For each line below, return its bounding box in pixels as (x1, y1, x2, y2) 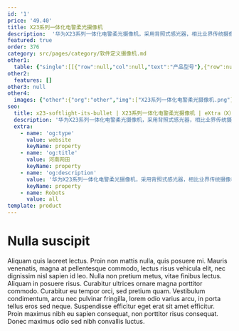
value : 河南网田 (26, 156, 70, 164)
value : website (26, 136, 72, 143)
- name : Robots (20, 189, 65, 196)
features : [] (14, 76, 53, 84)
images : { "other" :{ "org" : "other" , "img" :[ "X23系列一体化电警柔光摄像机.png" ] (14, 97, 233, 104)
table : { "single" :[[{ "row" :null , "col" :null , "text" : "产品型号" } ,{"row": (14, 63, 226, 70)
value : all (26, 196, 59, 203)
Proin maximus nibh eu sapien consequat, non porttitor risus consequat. (7, 309, 219, 317)
